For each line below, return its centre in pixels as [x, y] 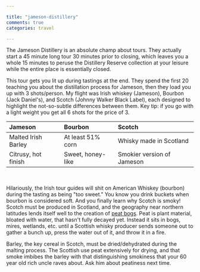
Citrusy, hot [25, 154]
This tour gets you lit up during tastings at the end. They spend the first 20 [97, 81]
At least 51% [82, 137]
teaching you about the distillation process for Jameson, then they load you [99, 87]
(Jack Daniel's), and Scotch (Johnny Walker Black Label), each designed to [99, 100]
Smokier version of [144, 154]
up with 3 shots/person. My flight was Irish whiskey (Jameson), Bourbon [95, 94]
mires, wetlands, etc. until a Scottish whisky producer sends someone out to [100, 226]
